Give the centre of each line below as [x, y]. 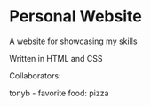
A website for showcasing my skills [73, 41]
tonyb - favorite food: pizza [59, 93]
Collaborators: [35, 75]
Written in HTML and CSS [56, 58]
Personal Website [75, 16]
